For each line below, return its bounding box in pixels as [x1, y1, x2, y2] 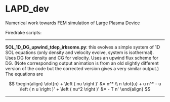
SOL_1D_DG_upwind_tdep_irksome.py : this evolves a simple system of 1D [5, 44, 160, 50]
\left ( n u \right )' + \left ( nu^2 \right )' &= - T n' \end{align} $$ [19, 86, 151, 92]
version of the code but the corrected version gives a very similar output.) [5, 65, 159, 71]
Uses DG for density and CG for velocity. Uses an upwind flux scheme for [5, 55, 158, 61]
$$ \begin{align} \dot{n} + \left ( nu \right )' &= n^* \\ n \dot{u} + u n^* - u [9, 80, 161, 86]
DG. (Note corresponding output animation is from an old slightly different [5, 60, 159, 66]
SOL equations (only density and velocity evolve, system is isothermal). [5, 49, 154, 56]
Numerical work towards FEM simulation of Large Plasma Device [5, 20, 140, 26]
